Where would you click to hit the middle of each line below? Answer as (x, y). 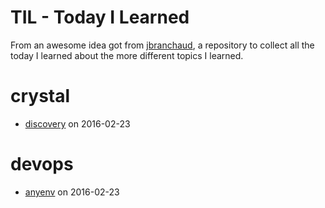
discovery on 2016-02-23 (77, 123)
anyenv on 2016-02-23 (72, 192)
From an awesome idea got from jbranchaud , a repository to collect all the (162, 45)
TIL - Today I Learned (100, 17)
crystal (40, 96)
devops (42, 164)
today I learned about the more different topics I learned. (127, 55)
